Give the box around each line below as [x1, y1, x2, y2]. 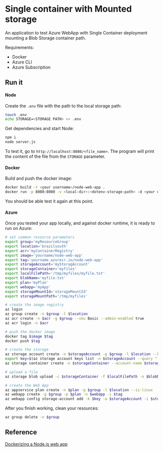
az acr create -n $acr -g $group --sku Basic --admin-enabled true [5, 316, 145, 321]
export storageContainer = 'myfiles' [5, 266, 77, 271]
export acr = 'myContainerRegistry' [5, 248, 75, 253]
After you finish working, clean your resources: [5, 405, 99, 411]
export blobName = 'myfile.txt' [5, 276, 66, 281]
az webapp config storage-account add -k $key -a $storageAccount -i [5, 396, 149, 401]
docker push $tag [5, 339, 40, 343]
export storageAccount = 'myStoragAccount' [5, 262, 90, 267]
